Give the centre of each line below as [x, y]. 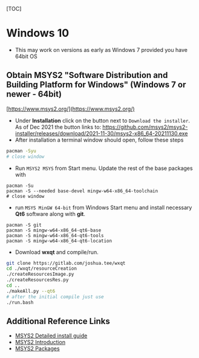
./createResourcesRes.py [38, 280]
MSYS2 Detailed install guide [51, 336]
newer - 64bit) [34, 94]
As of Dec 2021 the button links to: [58, 127]
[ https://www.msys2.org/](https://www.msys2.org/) [70, 109]
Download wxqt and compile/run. [57, 252]
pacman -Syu [21, 151]
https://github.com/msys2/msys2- [145, 127]
